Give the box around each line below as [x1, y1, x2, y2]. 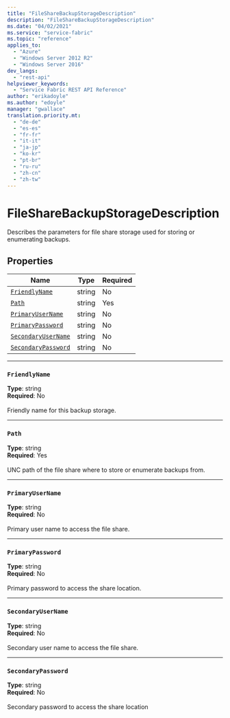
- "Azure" [13, 49, 41, 56]
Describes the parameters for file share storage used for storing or [7, 228, 195, 237]
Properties [7, 255, 53, 267]
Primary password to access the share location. [7, 584, 142, 593]
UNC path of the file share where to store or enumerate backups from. [7, 466, 205, 474]
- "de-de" [13, 118, 41, 125]
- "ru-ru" [13, 163, 41, 170]
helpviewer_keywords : [7, 80, 69, 87]
